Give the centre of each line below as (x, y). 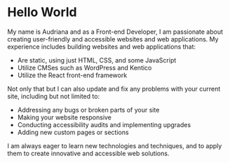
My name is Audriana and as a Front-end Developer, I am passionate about (115, 32)
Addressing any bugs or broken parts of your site (88, 110)
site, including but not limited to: (54, 96)
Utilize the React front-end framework (72, 75)
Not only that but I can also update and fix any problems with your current (114, 89)
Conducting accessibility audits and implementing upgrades (104, 124)
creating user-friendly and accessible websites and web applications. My (113, 39)
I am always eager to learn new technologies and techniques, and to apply (115, 145)
